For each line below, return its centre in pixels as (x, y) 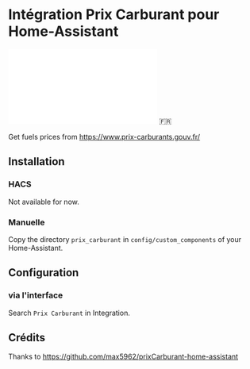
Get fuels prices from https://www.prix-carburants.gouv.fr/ (104, 136)
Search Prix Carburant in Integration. (69, 313)
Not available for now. (44, 202)
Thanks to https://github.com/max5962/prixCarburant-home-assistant (123, 357)
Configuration (44, 273)
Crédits (27, 338)
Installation (37, 161)
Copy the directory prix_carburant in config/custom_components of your (125, 239)
